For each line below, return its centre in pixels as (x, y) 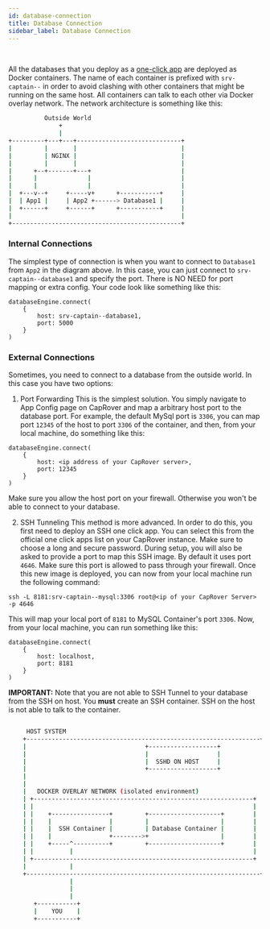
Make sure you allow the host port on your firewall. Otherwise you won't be (133, 498)
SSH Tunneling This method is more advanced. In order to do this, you (136, 523)
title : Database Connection (55, 23)
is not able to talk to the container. (65, 710)
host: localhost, (66, 657)
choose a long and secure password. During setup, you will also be (131, 548)
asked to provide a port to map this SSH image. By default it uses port (135, 557)
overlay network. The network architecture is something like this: (116, 104)
